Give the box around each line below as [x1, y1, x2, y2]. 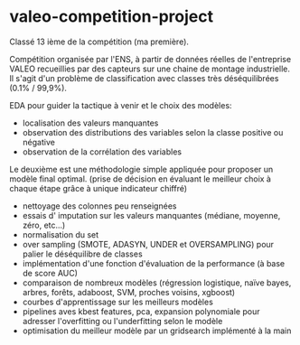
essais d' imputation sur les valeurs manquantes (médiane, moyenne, [22, 210, 281, 220]
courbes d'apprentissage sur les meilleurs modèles [22, 296, 214, 307]
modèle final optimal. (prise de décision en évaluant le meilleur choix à [9, 173, 271, 184]
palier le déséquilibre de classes [22, 248, 143, 259]
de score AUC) [22, 267, 79, 278]
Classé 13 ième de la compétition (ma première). [9, 36, 190, 47]
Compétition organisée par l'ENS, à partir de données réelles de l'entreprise [9, 53, 292, 64]
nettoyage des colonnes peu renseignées [22, 200, 177, 211]
